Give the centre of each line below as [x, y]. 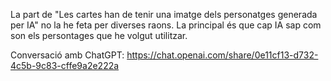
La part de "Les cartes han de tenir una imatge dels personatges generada [164, 14]
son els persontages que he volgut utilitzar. [99, 35]
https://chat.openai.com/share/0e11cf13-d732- [222, 55]
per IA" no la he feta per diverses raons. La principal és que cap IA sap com [166, 25]
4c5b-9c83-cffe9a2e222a [65, 65]
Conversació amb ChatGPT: [67, 55]
